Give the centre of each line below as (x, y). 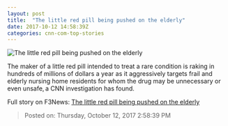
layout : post (26, 14)
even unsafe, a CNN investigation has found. (71, 88)
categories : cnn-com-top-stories (56, 33)
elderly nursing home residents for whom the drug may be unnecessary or (114, 81)
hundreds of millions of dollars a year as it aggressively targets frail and (110, 74)
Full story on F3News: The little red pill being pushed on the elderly (104, 102)
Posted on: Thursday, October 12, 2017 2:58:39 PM (97, 116)
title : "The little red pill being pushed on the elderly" (97, 20)
